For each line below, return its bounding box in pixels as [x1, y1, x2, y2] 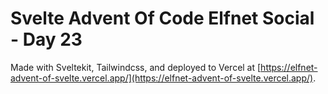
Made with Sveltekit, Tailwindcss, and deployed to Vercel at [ [10, 61, 262, 73]
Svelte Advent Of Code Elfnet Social [10, 7, 315, 30]
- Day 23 [10, 28, 83, 51]
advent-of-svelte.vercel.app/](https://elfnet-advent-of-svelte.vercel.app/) [10, 72, 314, 84]
